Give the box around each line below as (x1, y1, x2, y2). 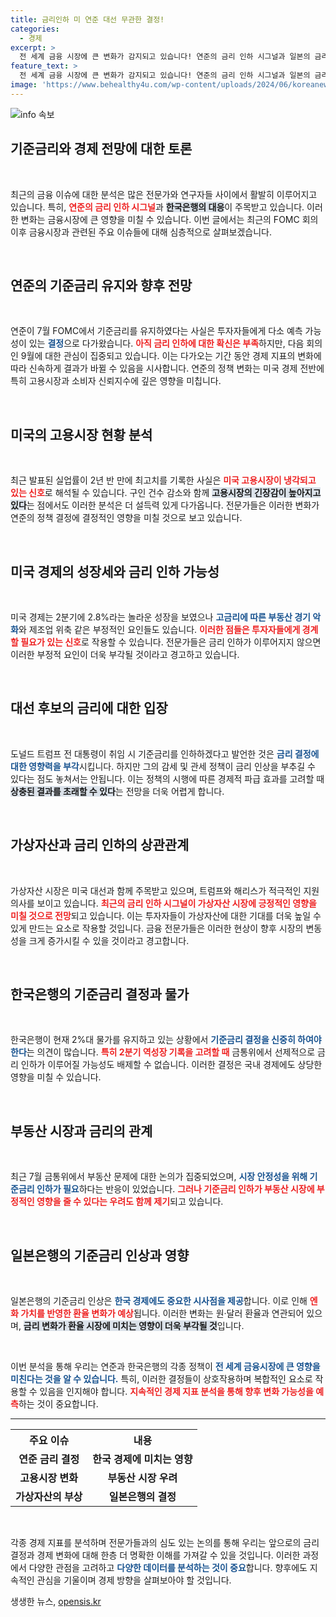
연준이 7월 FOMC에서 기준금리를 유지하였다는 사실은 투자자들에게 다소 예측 (10, 325, 303, 337)
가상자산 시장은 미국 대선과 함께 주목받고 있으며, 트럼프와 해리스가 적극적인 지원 (10, 884, 320, 896)
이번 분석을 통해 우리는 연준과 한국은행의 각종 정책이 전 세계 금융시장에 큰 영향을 (10, 1361, 321, 1373)
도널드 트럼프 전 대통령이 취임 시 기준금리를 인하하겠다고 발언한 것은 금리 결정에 (10, 747, 320, 760)
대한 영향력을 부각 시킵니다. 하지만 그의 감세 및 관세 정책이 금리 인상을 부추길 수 (10, 760, 316, 772)
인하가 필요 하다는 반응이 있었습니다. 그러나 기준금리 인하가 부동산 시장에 (36, 1183, 315, 1195)
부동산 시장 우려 (107, 1471, 178, 1485)
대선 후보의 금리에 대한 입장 (10, 700, 168, 717)
